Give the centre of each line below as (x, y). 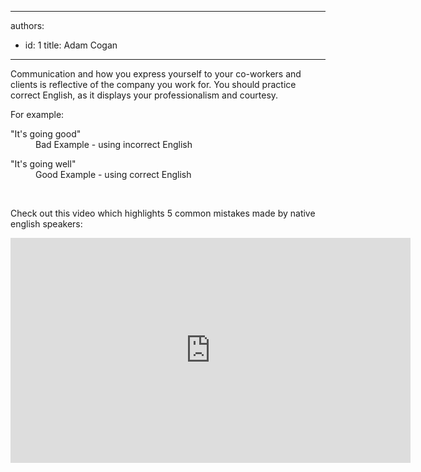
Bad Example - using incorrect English (114, 144)
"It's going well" (43, 164)
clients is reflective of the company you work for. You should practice (153, 84)
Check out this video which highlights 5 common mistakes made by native (163, 213)
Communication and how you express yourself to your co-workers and (156, 74)
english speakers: (46, 224)
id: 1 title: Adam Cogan (71, 45)
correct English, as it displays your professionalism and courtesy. (144, 95)
